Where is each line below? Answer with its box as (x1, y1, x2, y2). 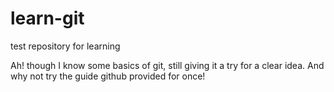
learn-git (10, 7, 85, 30)
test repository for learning (10, 40, 121, 52)
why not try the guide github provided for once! (10, 70, 206, 82)
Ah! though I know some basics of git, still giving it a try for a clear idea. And (10, 59, 325, 71)
